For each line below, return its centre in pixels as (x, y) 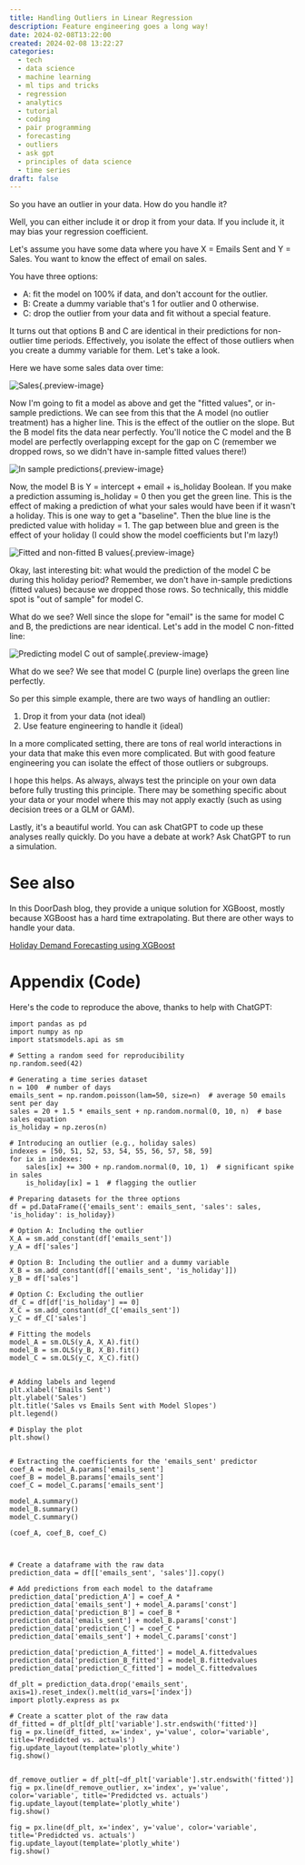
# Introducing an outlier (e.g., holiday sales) (103, 1143)
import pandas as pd (49, 1024)
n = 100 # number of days (60, 1088)
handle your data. (42, 927)
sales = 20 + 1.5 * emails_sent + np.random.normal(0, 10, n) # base (146, 1112)
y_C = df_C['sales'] (49, 1319)
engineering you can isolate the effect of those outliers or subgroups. (139, 763)
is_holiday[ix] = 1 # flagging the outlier (111, 1183)
